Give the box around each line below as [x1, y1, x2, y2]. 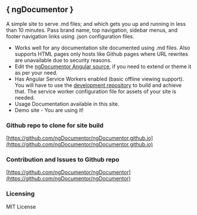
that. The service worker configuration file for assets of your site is [14, 88, 176, 95]
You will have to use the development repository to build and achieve [14, 82, 182, 89]
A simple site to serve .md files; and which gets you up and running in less [6, 20, 186, 27]
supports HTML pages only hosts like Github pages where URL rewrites [14, 50, 188, 58]
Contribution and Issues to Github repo [6, 156, 119, 164]
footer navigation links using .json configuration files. [6, 32, 135, 40]
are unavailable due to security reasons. [14, 56, 112, 63]
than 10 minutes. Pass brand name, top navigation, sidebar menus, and [6, 26, 178, 33]
